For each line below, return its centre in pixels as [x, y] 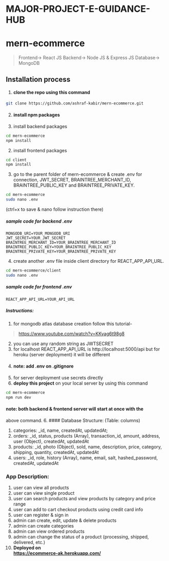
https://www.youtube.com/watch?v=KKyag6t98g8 [71, 333]
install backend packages [40, 126]
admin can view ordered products [49, 531]
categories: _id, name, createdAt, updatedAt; [60, 430]
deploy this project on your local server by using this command [80, 383]
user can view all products [41, 488]
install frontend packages [40, 150]
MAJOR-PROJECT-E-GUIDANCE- [78, 9]
